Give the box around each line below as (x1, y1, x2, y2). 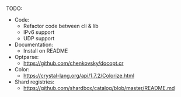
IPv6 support (23, 29, 55, 36)
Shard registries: (14, 78, 54, 85)
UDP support (23, 35, 55, 41)
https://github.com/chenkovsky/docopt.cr (23, 60, 124, 67)
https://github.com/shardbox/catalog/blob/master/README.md (23, 85, 175, 91)
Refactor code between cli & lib (23, 23, 99, 29)
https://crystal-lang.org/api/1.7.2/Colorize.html (23, 72, 135, 79)
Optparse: (14, 54, 39, 60)
